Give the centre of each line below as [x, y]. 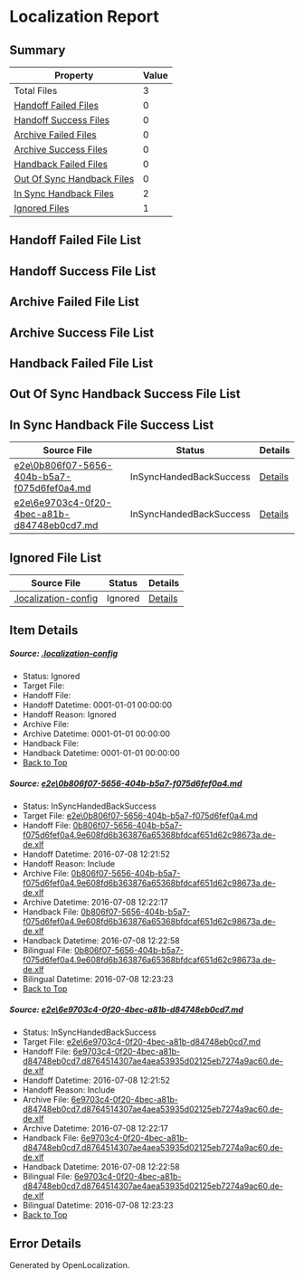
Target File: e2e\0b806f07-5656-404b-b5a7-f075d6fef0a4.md [140, 816]
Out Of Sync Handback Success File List [125, 394]
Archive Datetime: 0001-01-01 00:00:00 [96, 734]
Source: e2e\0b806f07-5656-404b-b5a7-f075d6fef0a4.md [126, 783]
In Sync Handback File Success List [112, 425]
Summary [38, 50]
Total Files [36, 90]
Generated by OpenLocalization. [70, 1265]
